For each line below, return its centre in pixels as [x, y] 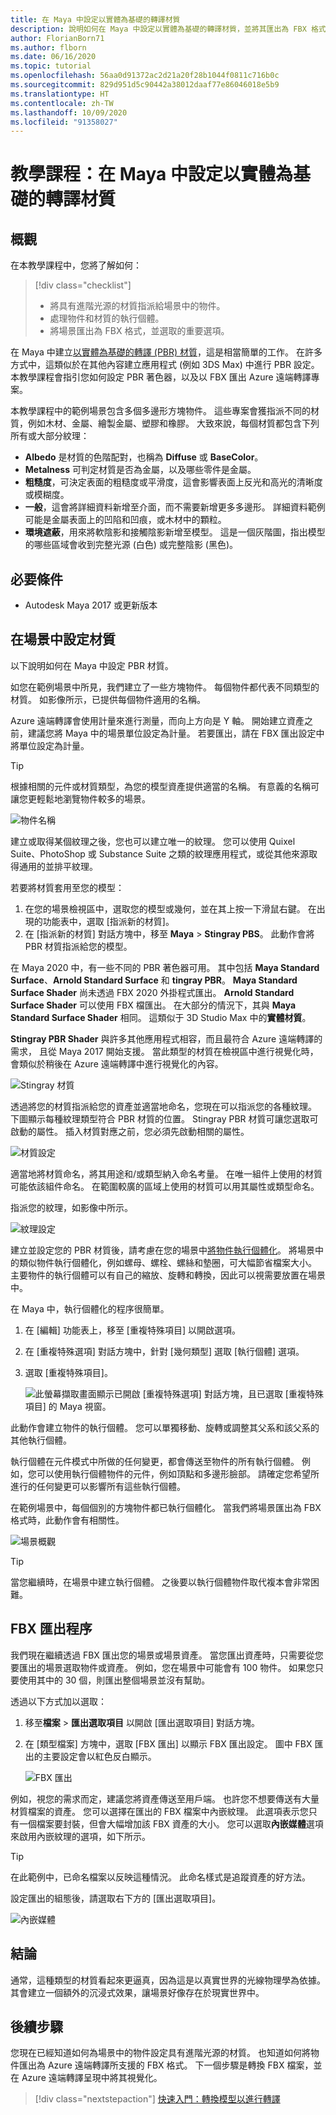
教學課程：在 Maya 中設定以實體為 [151, 174]
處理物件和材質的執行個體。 [107, 318]
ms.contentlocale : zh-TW [62, 103]
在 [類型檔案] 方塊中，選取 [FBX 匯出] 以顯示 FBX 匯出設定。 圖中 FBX [168, 1743]
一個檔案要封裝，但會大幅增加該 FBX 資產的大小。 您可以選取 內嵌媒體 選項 [171, 1823]
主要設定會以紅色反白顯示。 [99, 1756]
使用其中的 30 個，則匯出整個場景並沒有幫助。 [114, 1680]
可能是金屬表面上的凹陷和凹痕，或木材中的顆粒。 [125, 520]
